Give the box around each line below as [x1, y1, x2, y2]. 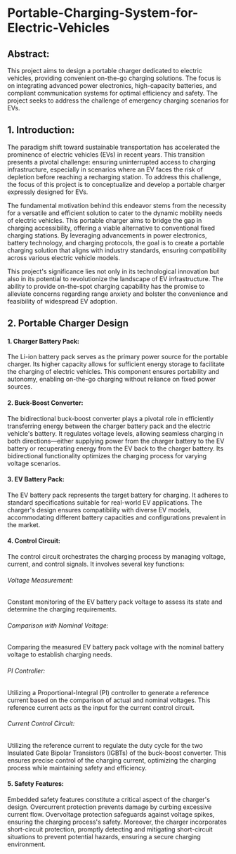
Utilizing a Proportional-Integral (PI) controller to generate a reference [7, 688, 209, 697]
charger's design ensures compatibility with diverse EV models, [7, 505, 192, 514]
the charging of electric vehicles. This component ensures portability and [7, 368, 220, 376]
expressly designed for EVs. [7, 188, 88, 196]
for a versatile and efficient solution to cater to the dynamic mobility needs [7, 209, 223, 217]
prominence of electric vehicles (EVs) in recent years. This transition [7, 150, 205, 159]
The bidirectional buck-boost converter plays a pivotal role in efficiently [7, 414, 214, 422]
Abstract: [7, 48, 50, 60]
